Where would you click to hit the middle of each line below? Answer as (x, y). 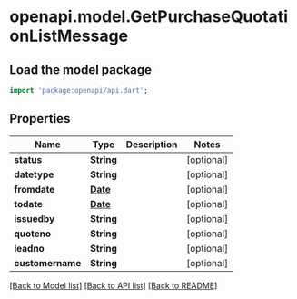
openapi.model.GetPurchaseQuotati (149, 17)
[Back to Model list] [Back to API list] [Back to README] (114, 285)
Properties (40, 119)
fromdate (35, 189)
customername (48, 263)
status (28, 159)
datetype (34, 174)
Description (152, 145)
